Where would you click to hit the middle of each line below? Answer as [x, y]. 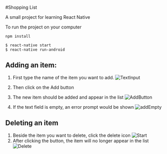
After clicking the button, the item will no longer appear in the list [81, 141]
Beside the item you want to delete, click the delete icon [71, 135]
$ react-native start [28, 45]
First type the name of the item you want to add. [63, 77]
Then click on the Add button [43, 87]
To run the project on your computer [43, 27]
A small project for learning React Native [48, 17]
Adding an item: [31, 65]
